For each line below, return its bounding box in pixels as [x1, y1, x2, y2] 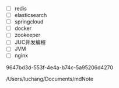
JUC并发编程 [14, 39, 46, 46]
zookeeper [14, 32, 41, 39]
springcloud [14, 18, 44, 25]
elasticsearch [14, 12, 47, 19]
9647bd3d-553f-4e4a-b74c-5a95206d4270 [6, 64, 114, 71]
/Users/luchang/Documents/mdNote [6, 75, 94, 82]
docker [14, 25, 32, 32]
